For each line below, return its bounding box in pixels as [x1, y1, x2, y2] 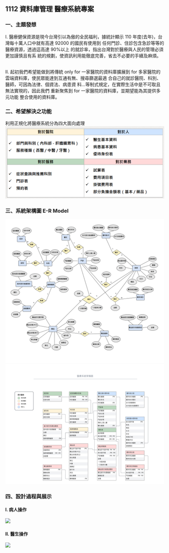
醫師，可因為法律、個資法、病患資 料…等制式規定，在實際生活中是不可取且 [5, 81, 161, 87]
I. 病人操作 [5, 507, 27, 513]
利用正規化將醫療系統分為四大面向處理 [5, 120, 85, 126]
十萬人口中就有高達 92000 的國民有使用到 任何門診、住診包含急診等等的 [14, 40, 164, 46]
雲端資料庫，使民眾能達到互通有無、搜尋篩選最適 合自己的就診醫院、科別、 [5, 75, 161, 81]
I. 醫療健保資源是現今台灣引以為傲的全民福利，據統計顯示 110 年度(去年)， [5, 33, 158, 39]
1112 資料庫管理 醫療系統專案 [5, 5, 94, 14]
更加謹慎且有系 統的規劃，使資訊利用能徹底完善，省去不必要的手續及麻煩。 [5, 53, 161, 59]
